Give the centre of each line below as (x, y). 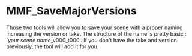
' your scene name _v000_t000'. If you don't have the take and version (91, 40)
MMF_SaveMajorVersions (71, 11)
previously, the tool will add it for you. (52, 46)
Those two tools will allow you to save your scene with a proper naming (94, 27)
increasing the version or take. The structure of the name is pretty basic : (97, 33)
